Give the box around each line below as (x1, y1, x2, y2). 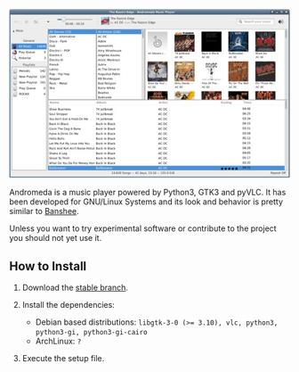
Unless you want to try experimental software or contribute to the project (9, 223, 278, 234)
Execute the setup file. (21, 353, 105, 364)
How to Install (9, 259, 87, 274)
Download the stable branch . (21, 282, 129, 293)
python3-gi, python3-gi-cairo (35, 328, 149, 337)
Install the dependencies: (21, 300, 116, 310)
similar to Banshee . (9, 206, 80, 217)
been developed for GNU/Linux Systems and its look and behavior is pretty (9, 196, 283, 207)
